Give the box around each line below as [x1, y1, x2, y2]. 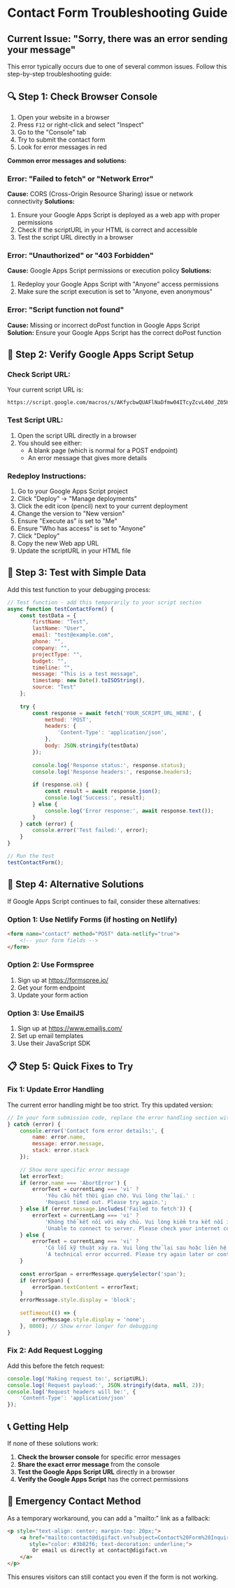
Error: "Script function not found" [7, 305, 124, 315]
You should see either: [17, 439, 83, 447]
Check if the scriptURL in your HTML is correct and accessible [17, 226, 198, 234]
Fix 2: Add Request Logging [7, 1346, 103, 1355]
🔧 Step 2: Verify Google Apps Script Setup [7, 349, 194, 361]
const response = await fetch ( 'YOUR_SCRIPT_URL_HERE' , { [32, 710, 201, 717]
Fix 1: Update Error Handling [7, 1084, 104, 1094]
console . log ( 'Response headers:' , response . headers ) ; [32, 768, 192, 775]
